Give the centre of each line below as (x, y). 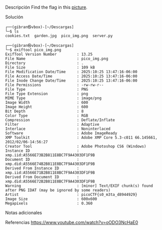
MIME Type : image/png (53, 98)
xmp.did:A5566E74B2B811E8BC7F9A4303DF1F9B (50, 164)
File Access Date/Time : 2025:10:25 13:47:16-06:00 (71, 76)
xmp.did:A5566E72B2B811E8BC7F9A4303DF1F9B (50, 181)
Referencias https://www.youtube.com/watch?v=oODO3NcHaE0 (72, 222)
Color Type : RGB (47, 116)
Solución (14, 17)
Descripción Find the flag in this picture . (46, 7)
